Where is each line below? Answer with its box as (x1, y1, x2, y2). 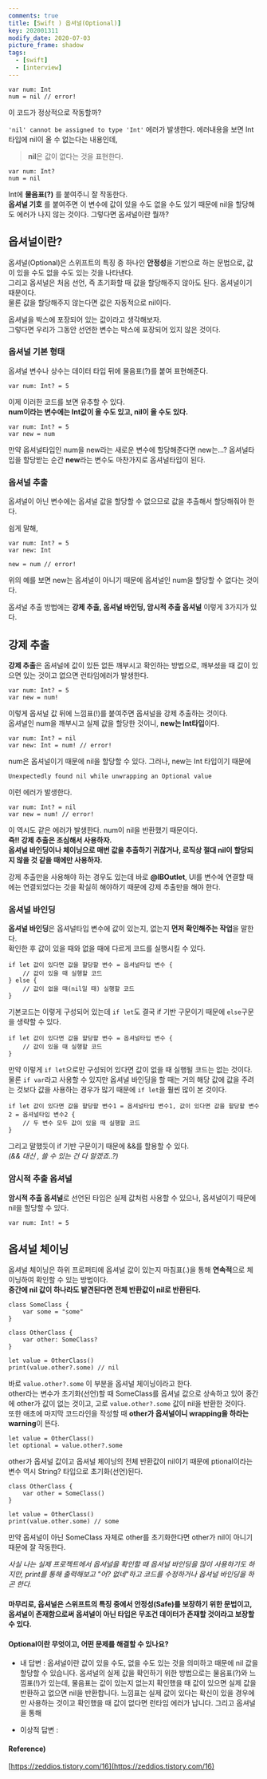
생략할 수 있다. (16, 1017, 62, 1027)
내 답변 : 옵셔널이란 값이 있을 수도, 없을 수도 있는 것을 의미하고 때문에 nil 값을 (19, 1658, 259, 1668)
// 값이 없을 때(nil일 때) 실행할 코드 (22, 985, 135, 993)
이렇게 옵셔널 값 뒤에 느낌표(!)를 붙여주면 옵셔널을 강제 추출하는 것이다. (8, 708, 229, 718)
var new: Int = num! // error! (8, 741, 112, 749)
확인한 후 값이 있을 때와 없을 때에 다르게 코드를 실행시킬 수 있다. (8, 944, 206, 953)
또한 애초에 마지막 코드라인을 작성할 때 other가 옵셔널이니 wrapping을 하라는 (8, 1409, 249, 1418)
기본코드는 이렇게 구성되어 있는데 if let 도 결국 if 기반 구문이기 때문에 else (8, 1007, 241, 1016)
